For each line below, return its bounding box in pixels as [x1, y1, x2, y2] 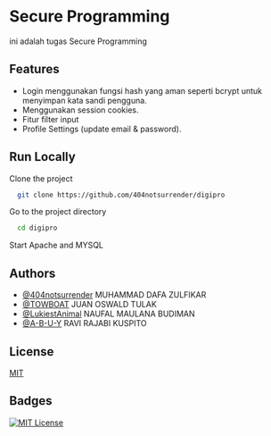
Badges [9, 393, 53, 408]
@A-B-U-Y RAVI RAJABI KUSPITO [21, 318, 147, 329]
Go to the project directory [9, 206, 107, 217]
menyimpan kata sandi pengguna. [21, 95, 147, 105]
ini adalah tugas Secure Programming [9, 36, 147, 46]
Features [9, 62, 60, 77]
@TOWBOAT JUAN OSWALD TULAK [21, 299, 158, 310]
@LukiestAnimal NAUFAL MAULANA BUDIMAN [21, 308, 195, 319]
